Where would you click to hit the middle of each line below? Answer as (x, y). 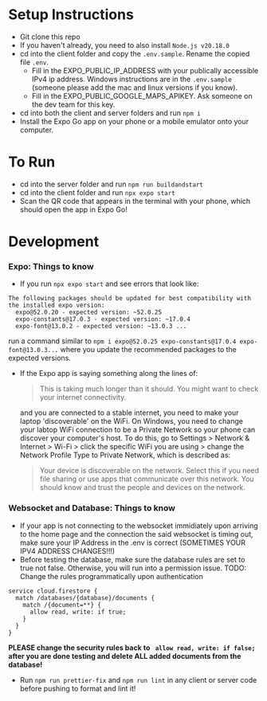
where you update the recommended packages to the (148, 350)
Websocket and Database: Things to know (92, 508)
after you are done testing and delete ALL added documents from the (125, 656)
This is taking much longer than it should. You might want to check (149, 389)
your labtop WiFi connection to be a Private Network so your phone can (137, 430)
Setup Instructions (71, 15)
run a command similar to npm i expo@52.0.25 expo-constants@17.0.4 (122, 341)
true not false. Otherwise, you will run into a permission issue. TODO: (133, 568)
